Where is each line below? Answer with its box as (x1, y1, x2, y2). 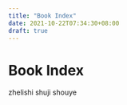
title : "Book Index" (8, 11, 77, 20)
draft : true (8, 26, 48, 34)
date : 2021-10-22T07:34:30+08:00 (8, 19, 120, 27)
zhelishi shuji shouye (8, 87, 77, 97)
